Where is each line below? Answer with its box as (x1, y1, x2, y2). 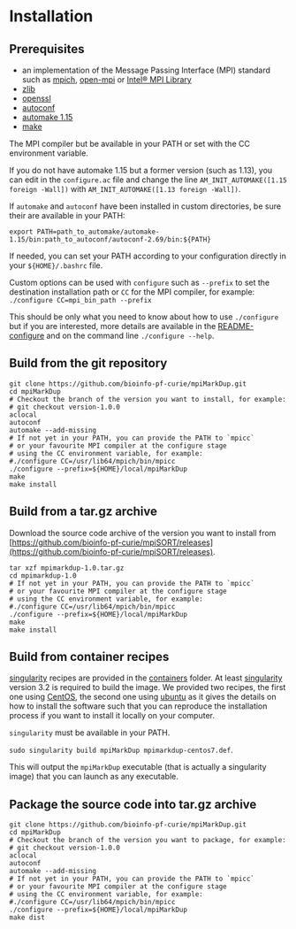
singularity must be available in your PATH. (9, 727, 171, 738)
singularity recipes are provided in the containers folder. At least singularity (9, 672, 283, 683)
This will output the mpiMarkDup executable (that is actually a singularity (9, 762, 267, 772)
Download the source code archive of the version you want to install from (9, 527, 277, 538)
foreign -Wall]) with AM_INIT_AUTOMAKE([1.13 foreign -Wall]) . (9, 184, 241, 194)
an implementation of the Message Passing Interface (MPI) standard (21, 65, 271, 75)
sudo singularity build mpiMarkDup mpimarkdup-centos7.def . (9, 745, 233, 756)
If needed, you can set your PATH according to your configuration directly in (9, 250, 287, 261)
